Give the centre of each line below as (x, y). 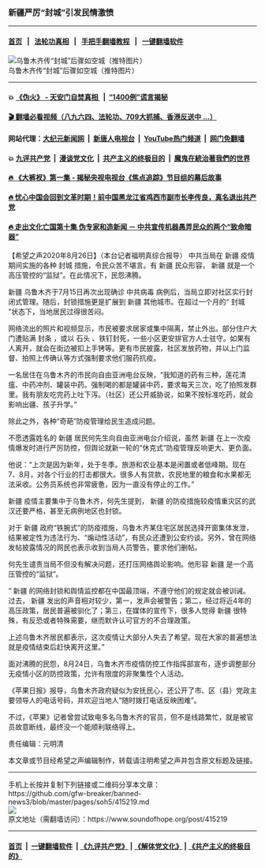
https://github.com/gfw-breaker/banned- (75, 794)
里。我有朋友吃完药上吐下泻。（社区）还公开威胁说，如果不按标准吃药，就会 (131, 395)
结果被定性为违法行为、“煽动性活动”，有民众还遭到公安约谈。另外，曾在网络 (132, 537)
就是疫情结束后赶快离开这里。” (56, 647)
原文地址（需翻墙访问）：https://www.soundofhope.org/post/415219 (118, 819)
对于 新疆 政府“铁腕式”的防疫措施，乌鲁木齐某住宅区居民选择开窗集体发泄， (131, 528)
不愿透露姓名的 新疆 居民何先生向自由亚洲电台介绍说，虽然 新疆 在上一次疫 (129, 438)
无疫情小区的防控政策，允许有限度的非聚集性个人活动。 (98, 674)
